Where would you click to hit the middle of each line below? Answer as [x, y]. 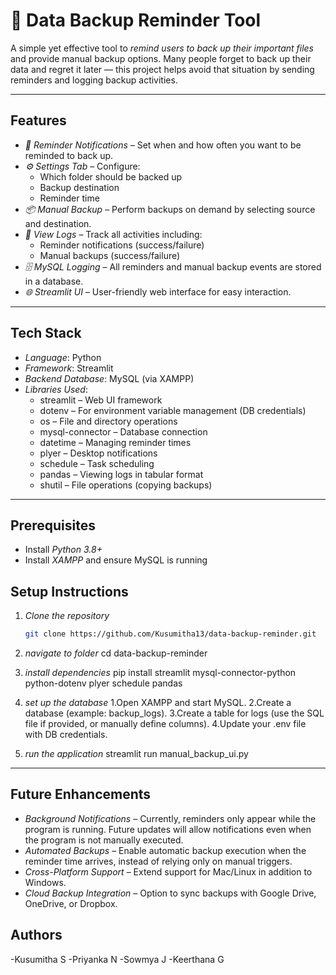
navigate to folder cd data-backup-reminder [116, 653]
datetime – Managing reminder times [115, 442]
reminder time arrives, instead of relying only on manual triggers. [158, 861]
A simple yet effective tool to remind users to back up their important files [162, 48]
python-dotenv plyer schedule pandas [103, 683]
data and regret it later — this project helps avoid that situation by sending [162, 69]
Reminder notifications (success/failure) [122, 245]
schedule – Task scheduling [97, 463]
